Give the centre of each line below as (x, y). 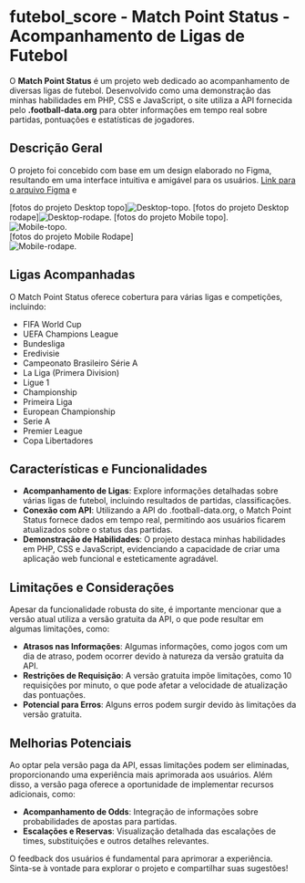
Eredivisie (41, 353)
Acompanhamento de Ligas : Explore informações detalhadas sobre (150, 491)
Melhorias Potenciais (71, 743)
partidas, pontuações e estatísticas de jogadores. (102, 119)
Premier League (53, 431)
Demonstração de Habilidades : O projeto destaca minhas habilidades (154, 539)
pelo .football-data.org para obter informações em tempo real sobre (138, 109)
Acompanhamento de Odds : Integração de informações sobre (140, 812)
